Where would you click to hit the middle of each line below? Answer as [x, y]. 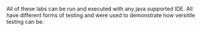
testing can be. [25, 22]
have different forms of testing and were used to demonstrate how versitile [101, 15]
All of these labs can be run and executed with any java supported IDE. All [100, 9]
